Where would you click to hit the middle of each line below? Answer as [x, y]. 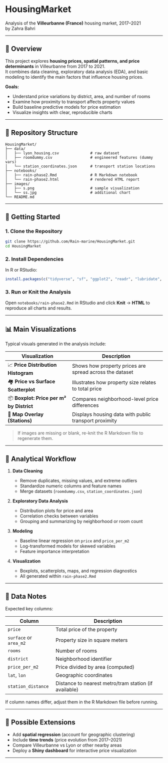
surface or [20, 637]
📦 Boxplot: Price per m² [37, 398]
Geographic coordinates [84, 675]
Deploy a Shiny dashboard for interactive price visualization [74, 750]
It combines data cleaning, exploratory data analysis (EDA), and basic [77, 72]
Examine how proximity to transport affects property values [73, 102]
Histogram [20, 373]
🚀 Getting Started [33, 217]
